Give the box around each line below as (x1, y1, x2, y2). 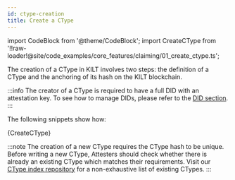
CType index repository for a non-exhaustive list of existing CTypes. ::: (7, 164, 212, 173)
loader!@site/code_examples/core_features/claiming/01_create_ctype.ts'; (7, 51, 220, 60)
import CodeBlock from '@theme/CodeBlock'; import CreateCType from (7, 36, 217, 44)
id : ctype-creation (7, 10, 65, 18)
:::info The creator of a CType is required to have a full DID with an (7, 86, 199, 95)
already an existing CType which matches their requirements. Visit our (7, 157, 211, 166)
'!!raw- (7, 44, 27, 52)
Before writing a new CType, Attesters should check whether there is (7, 150, 208, 158)
